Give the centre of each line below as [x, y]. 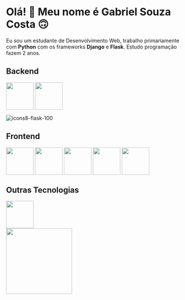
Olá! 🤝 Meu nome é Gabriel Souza [89, 12]
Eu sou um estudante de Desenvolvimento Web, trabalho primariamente [93, 40]
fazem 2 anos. [23, 53]
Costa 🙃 [28, 24]
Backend [23, 72]
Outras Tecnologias [42, 190]
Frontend [23, 137]
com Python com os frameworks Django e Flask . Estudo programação [92, 47]
